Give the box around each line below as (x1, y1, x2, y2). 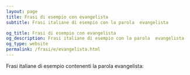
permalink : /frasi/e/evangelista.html (6, 46, 101, 53)
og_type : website (6, 41, 49, 47)
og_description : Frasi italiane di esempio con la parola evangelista (6, 36, 184, 42)
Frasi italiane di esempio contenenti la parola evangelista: (6, 62, 144, 69)
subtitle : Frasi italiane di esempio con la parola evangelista (6, 19, 168, 25)
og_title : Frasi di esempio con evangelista (6, 30, 116, 36)
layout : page (6, 8, 38, 15)
